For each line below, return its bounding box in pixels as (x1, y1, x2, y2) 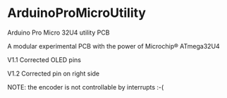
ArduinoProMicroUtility (7, 5, 147, 21)
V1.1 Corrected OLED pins (7, 55, 81, 64)
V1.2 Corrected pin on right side (7, 69, 100, 78)
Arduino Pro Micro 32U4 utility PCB (7, 28, 110, 37)
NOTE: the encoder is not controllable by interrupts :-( (7, 82, 164, 91)
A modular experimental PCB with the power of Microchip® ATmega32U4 (7, 42, 220, 50)
